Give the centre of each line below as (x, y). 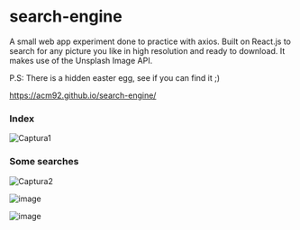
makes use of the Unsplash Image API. (81, 60)
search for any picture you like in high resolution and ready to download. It (147, 50)
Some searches (44, 162)
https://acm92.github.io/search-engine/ (83, 95)
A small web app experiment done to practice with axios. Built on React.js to (150, 41)
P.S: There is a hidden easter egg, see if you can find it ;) (115, 77)
